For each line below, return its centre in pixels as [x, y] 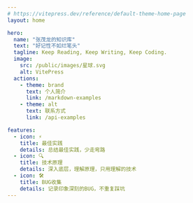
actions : [26, 78]
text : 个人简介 [46, 92]
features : [22, 130]
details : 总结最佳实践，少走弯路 [63, 150]
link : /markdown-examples [63, 98]
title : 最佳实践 [41, 143]
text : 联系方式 [46, 111]
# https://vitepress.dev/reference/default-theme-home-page [97, 14]
